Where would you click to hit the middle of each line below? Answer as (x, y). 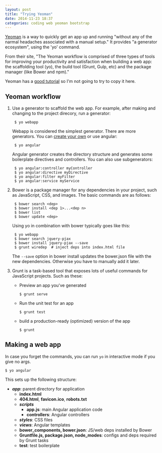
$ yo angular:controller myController (53, 168)
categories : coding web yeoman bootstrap (47, 23)
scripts (26, 404)
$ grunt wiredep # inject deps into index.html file (70, 248)
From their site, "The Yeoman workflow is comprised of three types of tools (80, 57)
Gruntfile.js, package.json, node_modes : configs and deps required (88, 435)
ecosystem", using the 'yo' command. (43, 47)
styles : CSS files (36, 420)
